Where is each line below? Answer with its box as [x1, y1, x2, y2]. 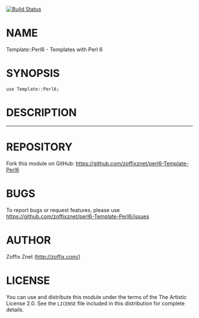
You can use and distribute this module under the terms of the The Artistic [6, 293, 187, 300]
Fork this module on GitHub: [6, 160, 75, 167]
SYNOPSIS [6, 67, 60, 80]
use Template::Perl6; [6, 86, 60, 92]
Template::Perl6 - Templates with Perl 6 [6, 46, 103, 53]
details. [6, 306, 24, 313]
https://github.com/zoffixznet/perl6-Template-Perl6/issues [6, 213, 150, 220]
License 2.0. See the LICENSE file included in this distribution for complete [6, 300, 185, 307]
